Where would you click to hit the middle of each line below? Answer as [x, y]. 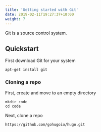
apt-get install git [26, 70]
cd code [13, 106]
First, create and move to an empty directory [51, 93]
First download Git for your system [40, 61]
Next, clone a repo [24, 116]
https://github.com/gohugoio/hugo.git [45, 125]
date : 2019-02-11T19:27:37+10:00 [40, 14]
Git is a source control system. [36, 33]
